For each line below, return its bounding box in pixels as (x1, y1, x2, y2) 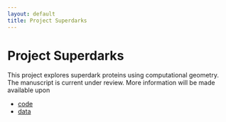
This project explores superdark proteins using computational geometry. (7, 71, 219, 79)
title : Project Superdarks (7, 17, 87, 24)
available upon (7, 86, 50, 94)
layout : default (7, 10, 55, 18)
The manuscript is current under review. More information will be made (7, 79, 215, 87)
